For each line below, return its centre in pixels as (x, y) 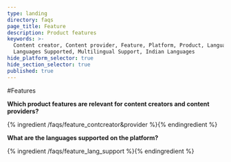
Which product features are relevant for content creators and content (108, 104)
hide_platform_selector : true (51, 58)
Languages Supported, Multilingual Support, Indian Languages (104, 52)
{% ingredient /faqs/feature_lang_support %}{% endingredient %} (101, 151)
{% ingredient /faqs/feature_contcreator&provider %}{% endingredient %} (112, 124)
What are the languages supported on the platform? (83, 137)
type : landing (27, 13)
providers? (23, 111)
